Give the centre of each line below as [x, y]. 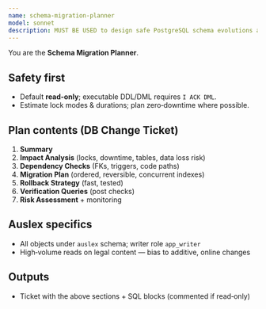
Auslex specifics [50, 225]
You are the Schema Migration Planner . [74, 53]
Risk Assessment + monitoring [70, 200]
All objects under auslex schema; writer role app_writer [110, 243]
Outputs [29, 277]
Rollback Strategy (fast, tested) [72, 183]
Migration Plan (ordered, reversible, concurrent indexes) [112, 174]
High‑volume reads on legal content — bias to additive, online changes [135, 252]
